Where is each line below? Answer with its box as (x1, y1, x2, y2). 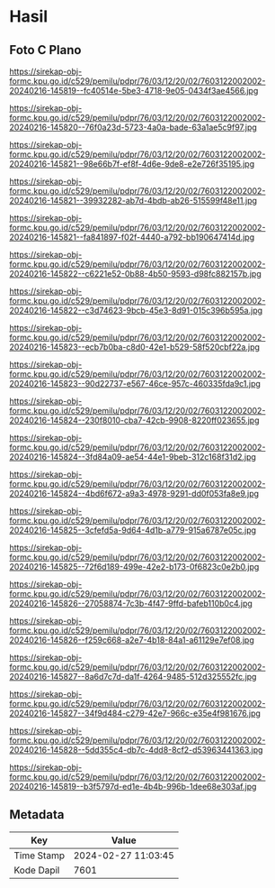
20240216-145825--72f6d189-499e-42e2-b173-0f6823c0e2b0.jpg (9, 562, 260, 572)
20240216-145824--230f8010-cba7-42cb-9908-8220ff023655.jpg (9, 415, 260, 426)
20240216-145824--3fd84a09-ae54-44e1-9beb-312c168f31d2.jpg (9, 452, 256, 462)
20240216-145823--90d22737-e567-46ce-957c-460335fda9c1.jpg (9, 379, 261, 389)
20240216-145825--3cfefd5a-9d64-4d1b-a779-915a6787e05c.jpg (9, 525, 257, 536)
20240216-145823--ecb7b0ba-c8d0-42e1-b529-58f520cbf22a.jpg (9, 342, 261, 352)
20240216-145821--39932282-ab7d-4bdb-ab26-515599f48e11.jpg (9, 196, 258, 206)
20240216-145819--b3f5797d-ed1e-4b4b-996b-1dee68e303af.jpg (9, 782, 257, 792)
